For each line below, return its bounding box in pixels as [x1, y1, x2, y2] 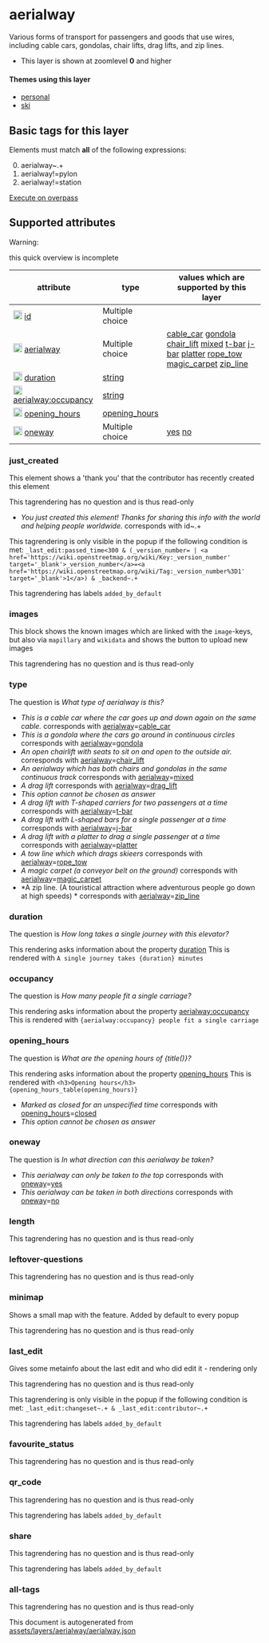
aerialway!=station [20, 177, 82, 187]
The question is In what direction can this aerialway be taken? [9, 1155, 214, 1164]
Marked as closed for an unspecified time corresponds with [20, 1100, 219, 1109]
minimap [9, 1292, 44, 1303]
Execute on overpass [9, 193, 79, 202]
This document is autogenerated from [9, 1617, 134, 1627]
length [9, 1215, 35, 1227]
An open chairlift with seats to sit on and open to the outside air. [20, 746, 232, 756]
